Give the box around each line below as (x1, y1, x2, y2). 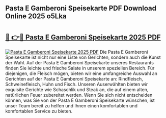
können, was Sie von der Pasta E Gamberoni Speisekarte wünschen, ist (5, 97, 155, 103)
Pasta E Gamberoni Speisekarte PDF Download (5, 4, 157, 13)
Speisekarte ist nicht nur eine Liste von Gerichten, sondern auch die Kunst (5, 54, 161, 60)
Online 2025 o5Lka (5, 12, 67, 21)
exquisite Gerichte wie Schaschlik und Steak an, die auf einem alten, (5, 87, 149, 93)
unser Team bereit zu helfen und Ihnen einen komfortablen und (5, 103, 137, 108)
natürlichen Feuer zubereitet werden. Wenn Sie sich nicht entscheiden (5, 92, 153, 98)
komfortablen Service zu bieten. (5, 108, 73, 114)
